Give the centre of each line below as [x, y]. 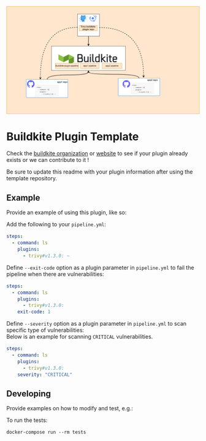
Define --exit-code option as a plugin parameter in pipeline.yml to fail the [100, 267]
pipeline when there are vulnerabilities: [55, 274]
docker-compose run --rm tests [46, 432]
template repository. [32, 178]
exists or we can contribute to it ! [48, 160]
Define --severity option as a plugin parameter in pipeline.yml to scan [97, 324]
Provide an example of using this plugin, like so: [67, 213]
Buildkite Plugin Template [73, 136]
